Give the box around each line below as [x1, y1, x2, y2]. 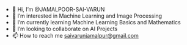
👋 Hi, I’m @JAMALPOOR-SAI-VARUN [12, 6, 105, 13]
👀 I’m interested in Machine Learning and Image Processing [12, 12, 163, 19]
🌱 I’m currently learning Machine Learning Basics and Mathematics [12, 19, 182, 26]
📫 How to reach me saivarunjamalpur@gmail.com [12, 32, 139, 39]
